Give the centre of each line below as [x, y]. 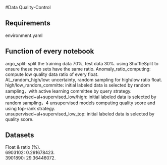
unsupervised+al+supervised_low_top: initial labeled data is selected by [80, 114]
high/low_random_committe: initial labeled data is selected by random [78, 85]
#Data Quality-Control [28, 7]
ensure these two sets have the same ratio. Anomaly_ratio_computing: [78, 69]
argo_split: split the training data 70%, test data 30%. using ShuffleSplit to [82, 63]
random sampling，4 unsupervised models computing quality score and [80, 103]
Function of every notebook [50, 51]
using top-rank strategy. [30, 108]
